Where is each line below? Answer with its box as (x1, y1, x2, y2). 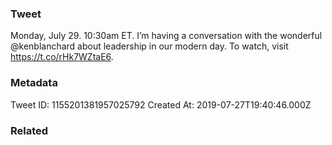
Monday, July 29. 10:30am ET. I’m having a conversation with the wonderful (10, 30, 323, 42)
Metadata (10, 76, 58, 90)
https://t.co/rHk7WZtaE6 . (10, 51, 114, 63)
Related (10, 123, 49, 137)
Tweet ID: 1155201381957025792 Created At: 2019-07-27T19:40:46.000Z (10, 98, 312, 111)
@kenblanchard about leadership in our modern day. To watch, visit (10, 40, 289, 52)
